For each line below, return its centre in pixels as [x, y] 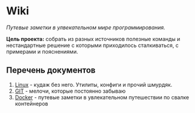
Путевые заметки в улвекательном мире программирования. [86, 27]
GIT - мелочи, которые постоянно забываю [70, 91]
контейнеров [31, 103]
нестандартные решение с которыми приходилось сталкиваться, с [92, 45]
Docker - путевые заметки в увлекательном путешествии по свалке [102, 97]
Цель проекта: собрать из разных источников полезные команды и [93, 39]
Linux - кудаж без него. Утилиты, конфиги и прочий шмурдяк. [93, 84]
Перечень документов [51, 70]
